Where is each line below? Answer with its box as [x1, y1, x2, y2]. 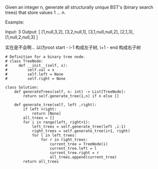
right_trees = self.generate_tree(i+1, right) [31, 129, 131, 134]
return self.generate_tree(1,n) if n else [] [23, 94, 120, 99]
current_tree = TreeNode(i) [49, 142, 108, 147]
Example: [5, 19, 24, 25]
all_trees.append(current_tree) [49, 155, 117, 160]
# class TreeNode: [5, 59, 43, 64]
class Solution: [5, 85, 39, 90]
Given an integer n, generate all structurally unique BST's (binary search [5, 4, 154, 10]
